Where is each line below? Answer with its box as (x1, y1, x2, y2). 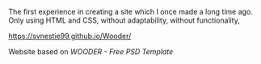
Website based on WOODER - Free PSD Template (8, 47, 174, 56)
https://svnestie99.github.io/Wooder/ (8, 32, 132, 41)
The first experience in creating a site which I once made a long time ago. (8, 7, 253, 16)
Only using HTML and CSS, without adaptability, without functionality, (8, 15, 240, 25)
